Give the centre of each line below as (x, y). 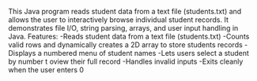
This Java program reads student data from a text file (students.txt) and (125, 11)
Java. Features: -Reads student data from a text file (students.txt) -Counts (129, 36)
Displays (22, 53)
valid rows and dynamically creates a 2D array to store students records (125, 45)
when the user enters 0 (46, 70)
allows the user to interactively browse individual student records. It (119, 20)
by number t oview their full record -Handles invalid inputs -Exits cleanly (126, 61)
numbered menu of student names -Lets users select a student (146, 53)
